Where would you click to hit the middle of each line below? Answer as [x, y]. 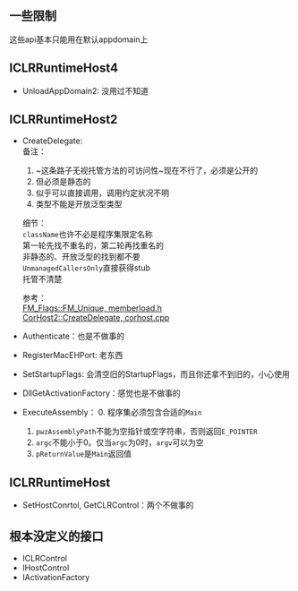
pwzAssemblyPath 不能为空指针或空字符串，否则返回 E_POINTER [146, 432]
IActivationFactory [56, 578]
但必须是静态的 [63, 182]
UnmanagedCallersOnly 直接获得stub [86, 268]
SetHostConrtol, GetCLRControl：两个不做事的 [108, 505]
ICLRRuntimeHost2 [64, 120]
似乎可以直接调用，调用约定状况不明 [102, 193]
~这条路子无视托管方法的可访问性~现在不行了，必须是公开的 [147, 171]
